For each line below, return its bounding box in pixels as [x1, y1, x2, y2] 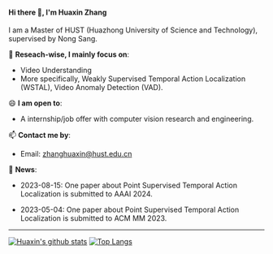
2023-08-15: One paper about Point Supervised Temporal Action [19, 180, 238, 191]
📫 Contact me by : [8, 131, 71, 140]
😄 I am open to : [8, 98, 63, 108]
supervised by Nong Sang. [8, 34, 97, 44]
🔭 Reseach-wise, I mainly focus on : [8, 50, 130, 59]
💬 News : [8, 165, 37, 174]
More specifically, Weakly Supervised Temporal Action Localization [19, 74, 246, 84]
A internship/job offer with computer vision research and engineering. [19, 114, 254, 124]
